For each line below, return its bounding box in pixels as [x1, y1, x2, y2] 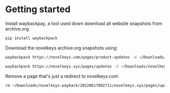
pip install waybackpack [5, 36, 58, 41]
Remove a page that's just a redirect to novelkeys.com [5, 73, 118, 79]
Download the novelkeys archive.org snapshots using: [5, 45, 118, 51]
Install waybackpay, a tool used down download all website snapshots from [5, 20, 163, 26]
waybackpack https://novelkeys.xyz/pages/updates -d [5, 64, 119, 69]
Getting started [5, 4, 71, 15]
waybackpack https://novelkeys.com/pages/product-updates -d [5, 54, 137, 59]
